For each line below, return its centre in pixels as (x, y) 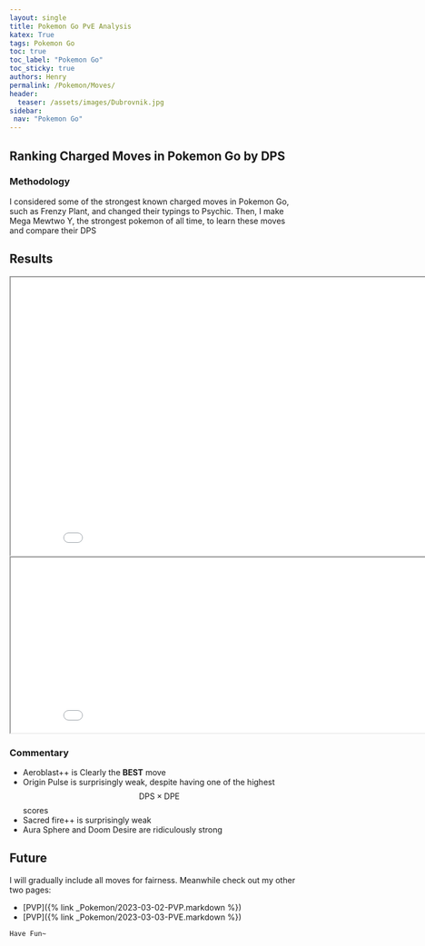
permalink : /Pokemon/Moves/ (63, 85)
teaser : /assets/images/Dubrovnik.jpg (91, 102)
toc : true (28, 52)
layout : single (38, 18)
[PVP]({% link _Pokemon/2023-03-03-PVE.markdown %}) (132, 917)
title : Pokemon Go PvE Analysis (70, 26)
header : (24, 94)
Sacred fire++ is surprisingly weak (87, 820)
